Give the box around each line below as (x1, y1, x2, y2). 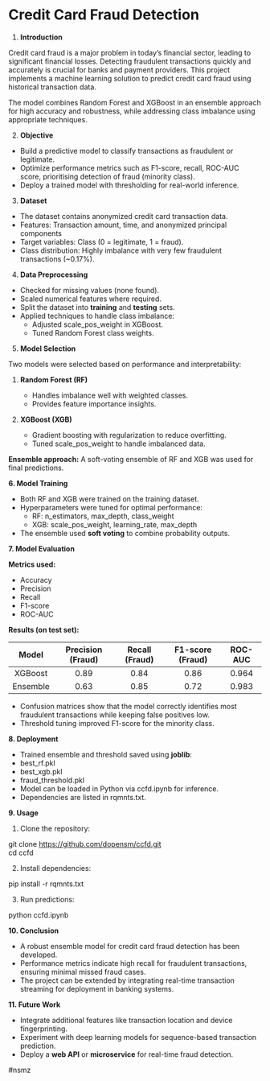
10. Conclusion (8, 926, 59, 935)
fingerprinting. (19, 1024, 68, 1034)
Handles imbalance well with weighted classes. (31, 390, 189, 400)
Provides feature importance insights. (31, 398, 157, 408)
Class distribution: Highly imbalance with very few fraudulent (19, 245, 223, 255)
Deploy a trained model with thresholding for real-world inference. (19, 179, 239, 190)
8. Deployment (8, 734, 59, 744)
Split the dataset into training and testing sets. (19, 302, 175, 312)
